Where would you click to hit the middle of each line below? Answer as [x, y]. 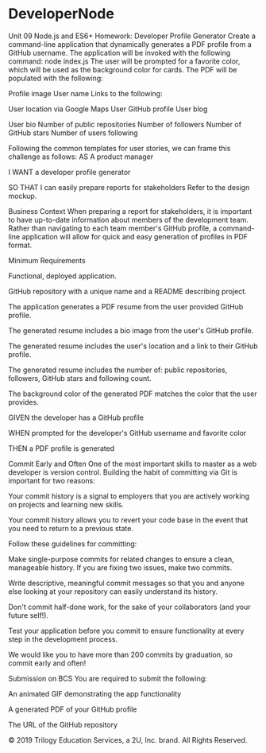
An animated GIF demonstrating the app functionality [95, 693]
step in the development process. [63, 639]
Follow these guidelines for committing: [73, 543]
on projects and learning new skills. [66, 504]
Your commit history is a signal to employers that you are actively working [129, 496]
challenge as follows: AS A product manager [81, 157]
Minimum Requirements [47, 260]
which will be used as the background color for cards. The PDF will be [123, 69]
